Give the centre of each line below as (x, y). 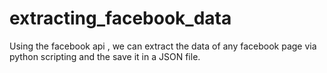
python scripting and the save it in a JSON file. (105, 56)
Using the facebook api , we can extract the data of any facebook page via (163, 46)
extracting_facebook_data (120, 18)
